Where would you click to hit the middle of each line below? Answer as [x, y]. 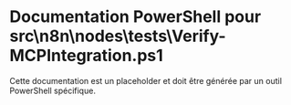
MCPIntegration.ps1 [87, 56]
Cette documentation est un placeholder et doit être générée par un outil [146, 80]
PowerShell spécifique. [52, 90]
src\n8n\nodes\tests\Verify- [118, 36]
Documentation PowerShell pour [135, 17]
